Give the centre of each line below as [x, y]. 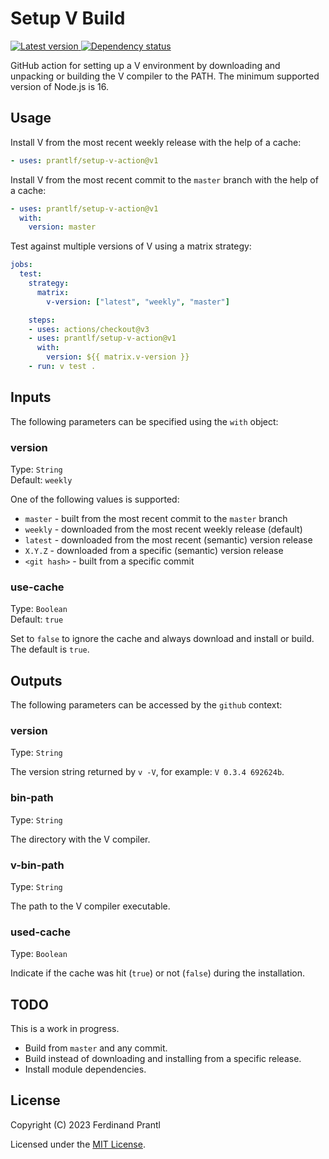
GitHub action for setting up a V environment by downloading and [145, 65]
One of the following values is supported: [95, 499]
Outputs [36, 680]
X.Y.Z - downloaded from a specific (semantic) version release [154, 550]
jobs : [21, 265]
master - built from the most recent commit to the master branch [156, 518]
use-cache [37, 587]
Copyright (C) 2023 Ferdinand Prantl [85, 1124]
